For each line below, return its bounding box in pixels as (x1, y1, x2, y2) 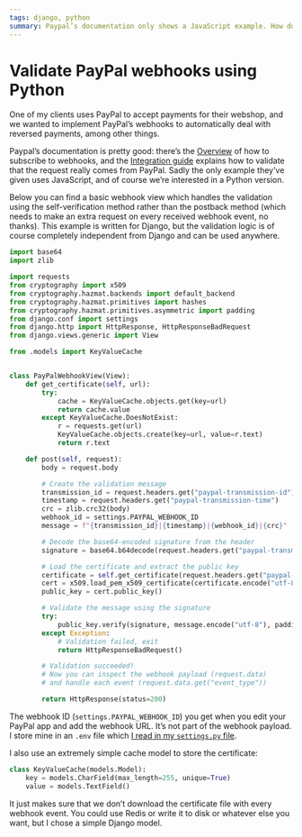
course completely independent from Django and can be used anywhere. (9, 231, 280, 241)
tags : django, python (9, 13, 91, 23)
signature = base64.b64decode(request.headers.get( (41, 546, 240, 555)
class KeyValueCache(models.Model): (9, 765, 147, 774)
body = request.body (41, 463, 119, 472)
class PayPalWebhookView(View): (9, 371, 130, 381)
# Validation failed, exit (57, 637, 159, 646)
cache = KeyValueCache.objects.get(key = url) (57, 396, 227, 405)
